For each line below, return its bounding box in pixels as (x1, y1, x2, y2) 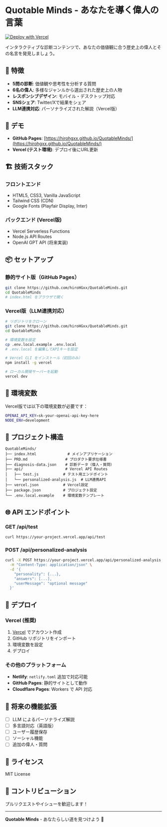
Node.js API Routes (12, 233, 52, 240)
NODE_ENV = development (5, 418, 50, 423)
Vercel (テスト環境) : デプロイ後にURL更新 (12, 146, 98, 152)
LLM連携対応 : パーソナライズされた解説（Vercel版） (12, 105, 120, 111)
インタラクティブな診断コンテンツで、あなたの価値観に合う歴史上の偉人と (5, 44, 158, 50)
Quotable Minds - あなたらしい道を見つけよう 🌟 (5, 817, 104, 822)
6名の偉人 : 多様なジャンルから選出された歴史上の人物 (12, 87, 123, 93)
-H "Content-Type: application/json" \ (9, 562, 92, 567)
